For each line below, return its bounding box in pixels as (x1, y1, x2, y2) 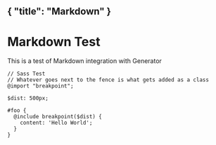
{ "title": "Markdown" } (7, 6, 111, 18)
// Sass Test (7, 70, 46, 78)
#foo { (7, 107, 27, 114)
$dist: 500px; (7, 95, 49, 102)
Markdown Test (7, 34, 101, 50)
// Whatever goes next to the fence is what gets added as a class (7, 76, 210, 83)
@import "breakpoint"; (7, 83, 74, 90)
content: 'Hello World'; (20, 119, 93, 127)
